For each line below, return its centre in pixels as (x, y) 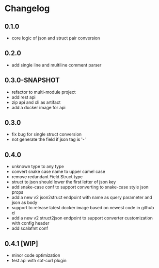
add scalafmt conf (30, 228)
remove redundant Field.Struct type (47, 177)
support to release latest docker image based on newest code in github (83, 208)
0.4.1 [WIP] (21, 243)
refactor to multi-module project (44, 92)
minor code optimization (36, 255)
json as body (24, 202)
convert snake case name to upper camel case (58, 172)
